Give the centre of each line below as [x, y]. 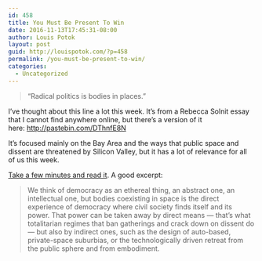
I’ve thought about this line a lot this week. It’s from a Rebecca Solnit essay [129, 111]
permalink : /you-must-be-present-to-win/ [77, 60]
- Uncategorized [42, 74]
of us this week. [34, 159]
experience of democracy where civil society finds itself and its [130, 207]
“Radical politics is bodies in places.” [87, 96]
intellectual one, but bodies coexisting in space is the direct [123, 198]
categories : [27, 67]
